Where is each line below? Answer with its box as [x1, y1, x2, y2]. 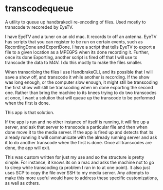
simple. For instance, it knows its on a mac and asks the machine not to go [5, 159, 154, 165]
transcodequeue [5, 3, 74, 14]
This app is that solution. [5, 109, 54, 115]
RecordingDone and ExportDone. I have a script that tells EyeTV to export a [5, 44, 156, 50]
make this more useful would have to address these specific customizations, [5, 175, 159, 181]
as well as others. [5, 180, 40, 186]
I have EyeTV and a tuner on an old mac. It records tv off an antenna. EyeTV [5, 34, 157, 39]
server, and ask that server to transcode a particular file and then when [5, 124, 147, 130]
